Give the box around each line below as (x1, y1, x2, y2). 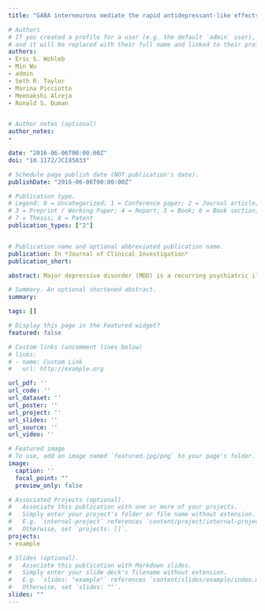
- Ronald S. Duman (8, 99, 69, 107)
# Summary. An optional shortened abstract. (8, 285, 157, 294)
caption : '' (15, 467, 55, 475)
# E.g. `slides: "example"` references (8, 576, 147, 584)
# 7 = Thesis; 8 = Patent (8, 214, 93, 222)
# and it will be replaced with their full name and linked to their (8, 40, 242, 48)
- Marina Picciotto (8, 84, 73, 92)
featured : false (8, 329, 62, 337)
